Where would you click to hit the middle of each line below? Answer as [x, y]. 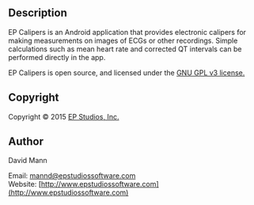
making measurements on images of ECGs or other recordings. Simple [123, 40]
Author [26, 142]
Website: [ [25, 184]
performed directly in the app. [57, 57]
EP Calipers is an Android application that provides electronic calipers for [127, 32]
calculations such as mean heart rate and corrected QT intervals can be [125, 49]
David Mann [28, 161]
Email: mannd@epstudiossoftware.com [72, 176]
